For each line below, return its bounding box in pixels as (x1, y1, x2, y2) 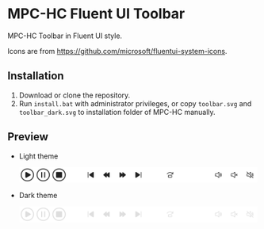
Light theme (18, 151, 59, 161)
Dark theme (18, 191, 58, 200)
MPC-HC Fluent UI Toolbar (7, 5, 186, 23)
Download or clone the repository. (18, 90, 131, 100)
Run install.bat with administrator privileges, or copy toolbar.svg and (18, 98, 252, 108)
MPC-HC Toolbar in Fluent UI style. (7, 31, 123, 40)
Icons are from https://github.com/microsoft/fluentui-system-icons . (7, 46, 228, 55)
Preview (7, 130, 49, 143)
